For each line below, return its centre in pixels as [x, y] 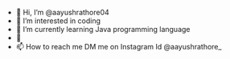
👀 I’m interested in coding [58, 21]
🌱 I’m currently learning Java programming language [103, 29]
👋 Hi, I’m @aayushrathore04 [63, 12]
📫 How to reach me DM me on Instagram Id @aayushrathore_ [119, 47]
